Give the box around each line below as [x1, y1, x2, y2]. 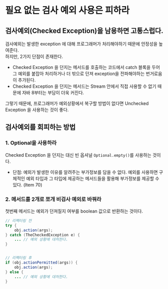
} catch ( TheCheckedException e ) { [5, 232, 80, 237]
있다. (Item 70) [12, 182, 43, 188]
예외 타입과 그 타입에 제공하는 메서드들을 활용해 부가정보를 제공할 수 [26, 175, 160, 182]
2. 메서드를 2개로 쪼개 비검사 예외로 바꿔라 [5, 196, 102, 203]
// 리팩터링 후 [5, 256, 32, 261]
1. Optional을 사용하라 [5, 139, 57, 147]
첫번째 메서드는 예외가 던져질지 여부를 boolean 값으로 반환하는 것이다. [5, 208, 143, 214]
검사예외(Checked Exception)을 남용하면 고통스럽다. [5, 26, 164, 35]
